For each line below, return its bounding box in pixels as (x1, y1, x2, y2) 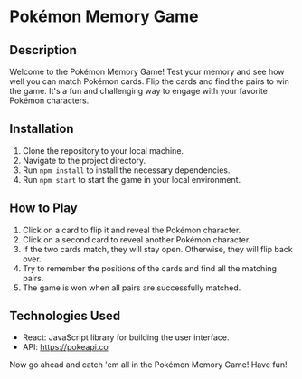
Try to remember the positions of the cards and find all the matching (22, 262, 278, 273)
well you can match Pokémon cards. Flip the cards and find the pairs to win (9, 76, 289, 87)
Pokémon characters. (9, 95, 90, 106)
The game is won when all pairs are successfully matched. (22, 282, 241, 293)
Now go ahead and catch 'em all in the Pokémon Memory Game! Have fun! (9, 359, 288, 370)
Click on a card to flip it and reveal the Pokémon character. (22, 224, 241, 235)
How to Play (9, 201, 79, 216)
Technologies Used (9, 308, 120, 324)
